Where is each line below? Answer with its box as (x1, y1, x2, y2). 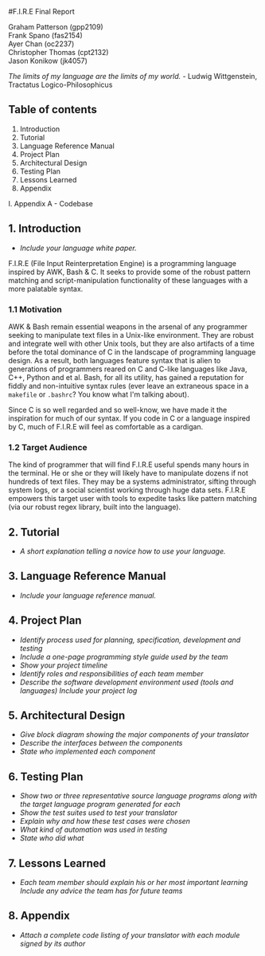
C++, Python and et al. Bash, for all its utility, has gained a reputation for (8, 372, 244, 382)
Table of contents (8, 103, 97, 116)
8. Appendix (8, 909, 70, 923)
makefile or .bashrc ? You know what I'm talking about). (8, 390, 189, 399)
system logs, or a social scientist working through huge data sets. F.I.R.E (8, 485, 246, 495)
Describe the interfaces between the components (19, 739, 183, 748)
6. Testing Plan (8, 770, 84, 783)
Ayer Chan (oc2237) (8, 39, 75, 49)
